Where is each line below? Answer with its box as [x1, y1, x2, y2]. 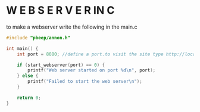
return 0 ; [17, 95, 42, 101]
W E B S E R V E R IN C [6, 4, 115, 17]
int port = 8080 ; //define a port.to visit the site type [17, 51, 164, 57]
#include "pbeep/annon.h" [6, 35, 70, 41]
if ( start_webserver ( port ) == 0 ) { [17, 62, 105, 68]
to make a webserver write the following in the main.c [6, 23, 137, 30]
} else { [17, 73, 39, 79]
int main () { [6, 45, 39, 51]
